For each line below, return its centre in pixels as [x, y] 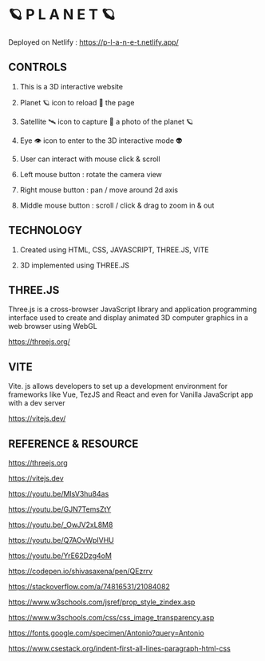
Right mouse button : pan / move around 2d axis [99, 190]
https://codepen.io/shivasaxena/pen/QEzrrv [81, 571]
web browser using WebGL [53, 327]
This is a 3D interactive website [71, 86]
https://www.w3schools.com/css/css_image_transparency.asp [111, 617]
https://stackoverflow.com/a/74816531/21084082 [89, 586]
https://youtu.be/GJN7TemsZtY [60, 509]
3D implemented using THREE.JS [75, 265]
